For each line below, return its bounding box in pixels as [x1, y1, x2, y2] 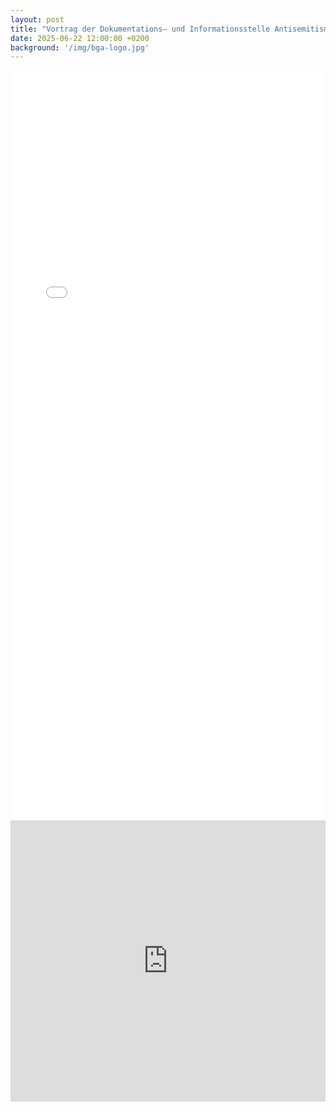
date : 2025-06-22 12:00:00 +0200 [10, 33, 150, 43]
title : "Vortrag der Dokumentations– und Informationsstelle [10, 24, 271, 34]
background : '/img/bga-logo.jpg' [10, 42, 150, 53]
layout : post [10, 14, 65, 25]
